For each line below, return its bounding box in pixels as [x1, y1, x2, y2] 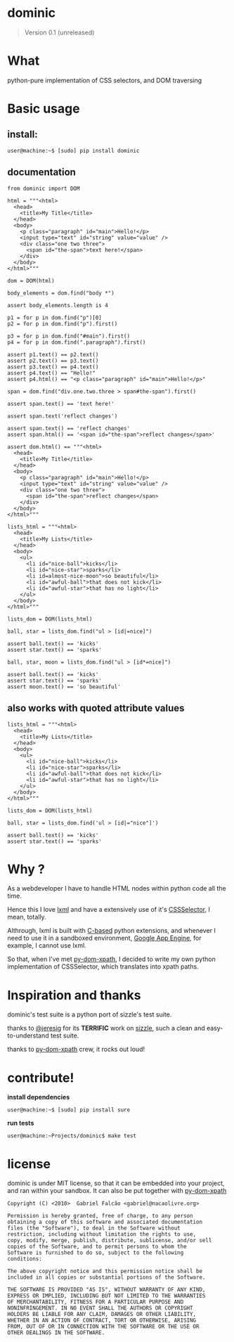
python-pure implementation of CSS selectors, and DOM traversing [7, 76, 202, 84]
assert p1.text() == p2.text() [7, 351, 99, 358]
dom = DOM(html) [7, 277, 55, 284]
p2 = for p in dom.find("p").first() [7, 320, 118, 328]
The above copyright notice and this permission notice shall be [7, 1267, 202, 1275]
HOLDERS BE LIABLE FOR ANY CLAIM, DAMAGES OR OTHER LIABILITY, [7, 1311, 197, 1318]
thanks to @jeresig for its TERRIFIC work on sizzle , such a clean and [7, 1024, 205, 1033]
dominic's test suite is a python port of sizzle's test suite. [7, 1010, 172, 1019]
